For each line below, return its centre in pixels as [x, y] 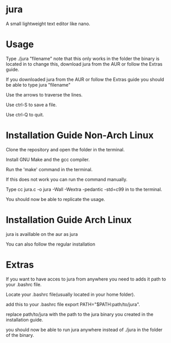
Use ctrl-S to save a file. [31, 105]
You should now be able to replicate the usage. [55, 199]
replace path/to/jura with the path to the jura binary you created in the [80, 314]
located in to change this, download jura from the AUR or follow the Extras [84, 64]
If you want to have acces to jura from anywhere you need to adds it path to [86, 279]
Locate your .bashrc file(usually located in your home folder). [70, 294]
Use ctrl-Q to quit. [25, 114]
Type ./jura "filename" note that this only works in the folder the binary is [83, 58]
